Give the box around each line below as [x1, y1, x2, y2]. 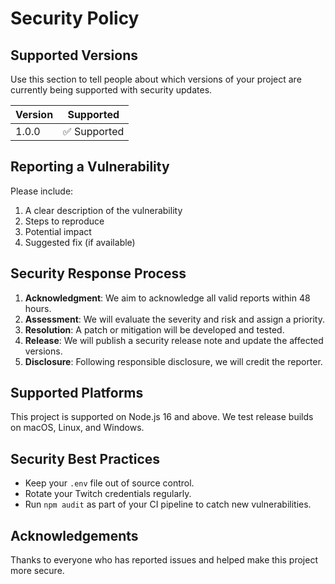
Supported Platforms [10, 385, 144, 402]
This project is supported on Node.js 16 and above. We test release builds [10, 411, 314, 423]
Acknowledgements [10, 527, 139, 544]
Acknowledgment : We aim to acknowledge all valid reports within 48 [24, 292, 311, 304]
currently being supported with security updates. [10, 84, 213, 96]
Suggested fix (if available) [24, 236, 136, 248]
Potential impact [24, 225, 92, 237]
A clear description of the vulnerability [24, 204, 183, 216]
